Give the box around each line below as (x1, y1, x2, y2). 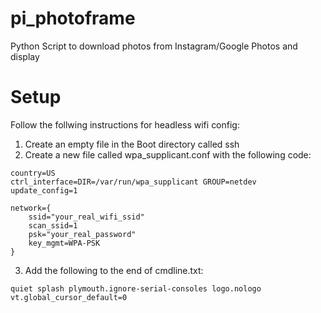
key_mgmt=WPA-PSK (28, 238, 101, 248)
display (10, 50, 40, 62)
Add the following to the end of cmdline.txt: (24, 264, 204, 276)
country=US (10, 168, 56, 178)
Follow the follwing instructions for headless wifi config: (10, 118, 240, 131)
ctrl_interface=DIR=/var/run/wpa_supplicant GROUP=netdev (10, 177, 257, 187)
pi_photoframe (10, 7, 136, 30)
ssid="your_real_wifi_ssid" (28, 212, 145, 222)
